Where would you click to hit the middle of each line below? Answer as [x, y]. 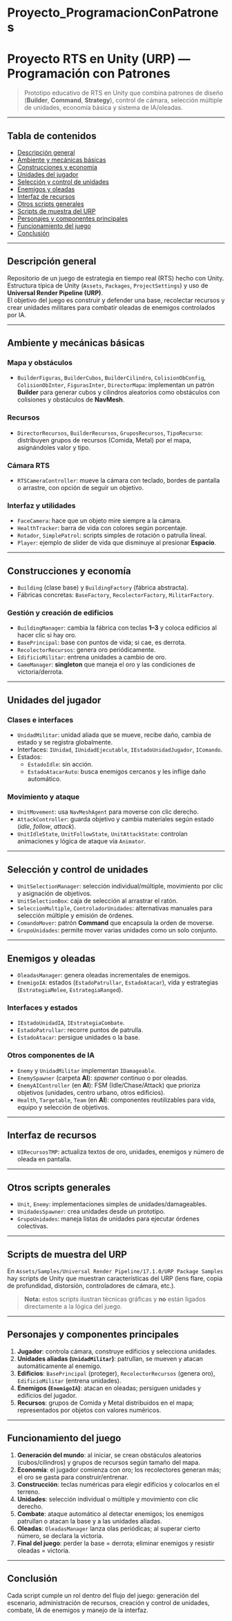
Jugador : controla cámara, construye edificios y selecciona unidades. [117, 1351]
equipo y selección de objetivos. [63, 1107]
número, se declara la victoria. [60, 1535]
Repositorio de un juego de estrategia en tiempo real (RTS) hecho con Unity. [116, 278]
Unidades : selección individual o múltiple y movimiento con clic [108, 1499]
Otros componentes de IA [51, 1056]
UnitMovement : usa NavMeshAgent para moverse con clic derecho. [108, 812]
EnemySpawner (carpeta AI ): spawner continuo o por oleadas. [103, 1078]
